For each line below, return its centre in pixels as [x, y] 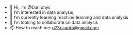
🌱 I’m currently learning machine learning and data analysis [69, 17]
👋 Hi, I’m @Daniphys [30, 7]
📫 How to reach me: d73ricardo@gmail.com [54, 28]
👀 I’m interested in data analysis [42, 12]
